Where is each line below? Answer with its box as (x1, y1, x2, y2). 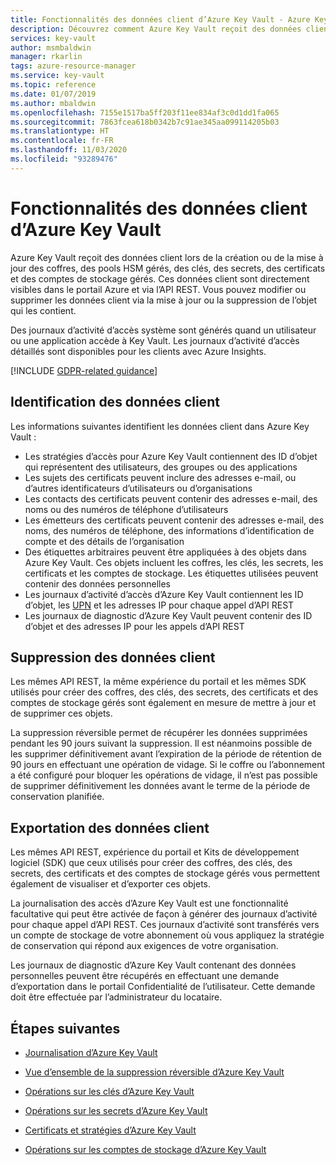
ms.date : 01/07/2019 (10, 89, 97, 99)
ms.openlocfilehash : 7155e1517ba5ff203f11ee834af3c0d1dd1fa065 (10, 107, 280, 118)
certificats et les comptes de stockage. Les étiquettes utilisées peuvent (24, 567, 319, 579)
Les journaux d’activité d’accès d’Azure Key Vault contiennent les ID (24, 588, 304, 600)
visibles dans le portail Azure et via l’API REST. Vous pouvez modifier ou (10, 283, 307, 295)
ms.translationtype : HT (10, 126, 110, 136)
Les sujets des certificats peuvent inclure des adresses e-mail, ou (24, 471, 297, 483)
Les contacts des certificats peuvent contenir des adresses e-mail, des (24, 492, 318, 505)
